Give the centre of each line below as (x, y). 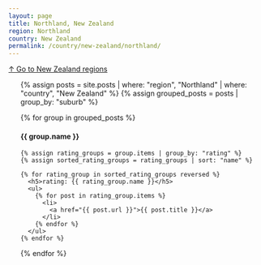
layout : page (30, 16)
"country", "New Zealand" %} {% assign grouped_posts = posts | (129, 93)
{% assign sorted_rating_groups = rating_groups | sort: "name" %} (136, 160)
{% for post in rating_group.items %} (101, 196)
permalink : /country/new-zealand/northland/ (85, 46)
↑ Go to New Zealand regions (58, 69)
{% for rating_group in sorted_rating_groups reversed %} (120, 175)
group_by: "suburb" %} (59, 102)
